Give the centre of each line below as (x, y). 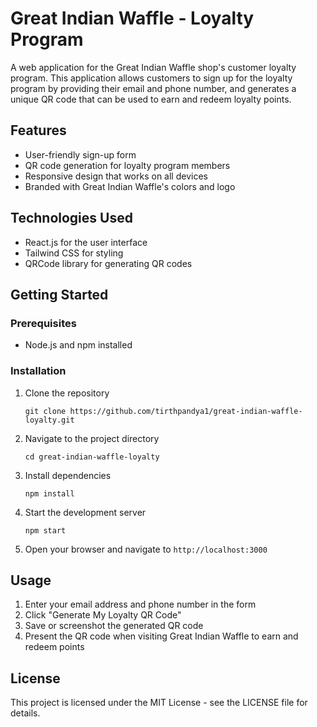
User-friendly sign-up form (80, 154)
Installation (38, 371)
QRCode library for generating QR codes (108, 263)
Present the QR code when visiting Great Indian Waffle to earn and (161, 636)
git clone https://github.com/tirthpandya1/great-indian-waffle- (163, 411)
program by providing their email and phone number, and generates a (153, 88)
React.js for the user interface (86, 242)
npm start (45, 530)
